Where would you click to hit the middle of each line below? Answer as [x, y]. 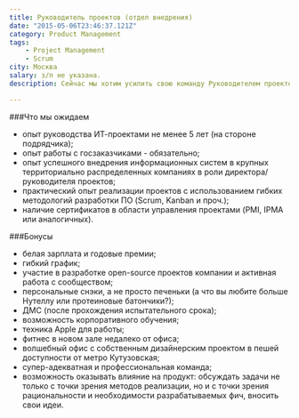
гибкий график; [51, 262]
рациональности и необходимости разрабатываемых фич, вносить [150, 395]
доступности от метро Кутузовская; [91, 358]
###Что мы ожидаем [49, 117]
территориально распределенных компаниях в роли [122, 172]
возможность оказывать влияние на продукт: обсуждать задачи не [151, 376]
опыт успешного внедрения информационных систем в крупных [145, 162]
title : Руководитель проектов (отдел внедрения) [101, 17]
